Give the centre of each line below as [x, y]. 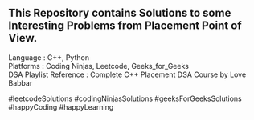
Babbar [20, 82]
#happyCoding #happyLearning [61, 106]
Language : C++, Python [49, 57]
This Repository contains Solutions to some [120, 13]
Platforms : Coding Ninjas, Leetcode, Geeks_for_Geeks [98, 66]
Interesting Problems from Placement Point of [125, 26]
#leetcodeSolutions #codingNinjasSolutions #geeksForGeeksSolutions [125, 98]
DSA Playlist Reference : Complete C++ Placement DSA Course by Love [127, 74]
